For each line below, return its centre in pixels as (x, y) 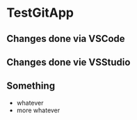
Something (31, 86)
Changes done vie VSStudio (68, 62)
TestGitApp (40, 13)
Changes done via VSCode (66, 39)
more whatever (38, 110)
